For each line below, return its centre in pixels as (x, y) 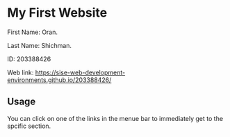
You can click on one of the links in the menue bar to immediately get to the (115, 118)
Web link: (20, 72)
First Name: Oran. (32, 32)
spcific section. (29, 126)
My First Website (57, 13)
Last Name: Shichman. (39, 45)
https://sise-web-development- (80, 72)
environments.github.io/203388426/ (59, 80)
